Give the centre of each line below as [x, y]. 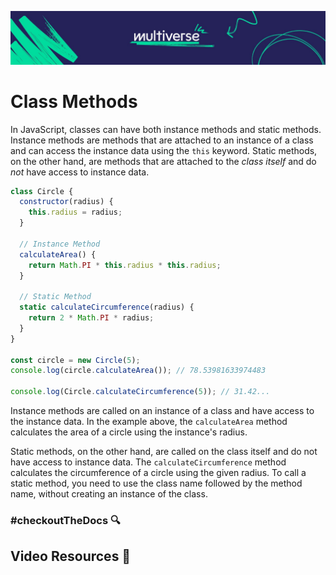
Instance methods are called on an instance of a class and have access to [162, 411]
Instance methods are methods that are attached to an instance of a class [162, 140]
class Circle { [42, 191]
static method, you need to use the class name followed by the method [156, 483]
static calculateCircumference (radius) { [107, 307]
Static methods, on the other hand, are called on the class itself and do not [164, 452]
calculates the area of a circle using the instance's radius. [129, 432]
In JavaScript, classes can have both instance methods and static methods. [166, 129]
